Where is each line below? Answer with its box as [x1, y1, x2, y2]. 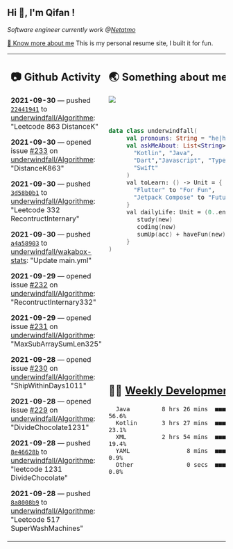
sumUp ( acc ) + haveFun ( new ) [137, 230, 226, 239]
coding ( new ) [137, 223, 177, 231]
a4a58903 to [10, 238, 48, 248]
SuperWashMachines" [10, 523, 84, 533]
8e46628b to [10, 447, 48, 456]
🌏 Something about [108, 70, 209, 84]
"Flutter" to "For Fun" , [133, 186, 216, 194]
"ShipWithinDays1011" [10, 381, 87, 390]
